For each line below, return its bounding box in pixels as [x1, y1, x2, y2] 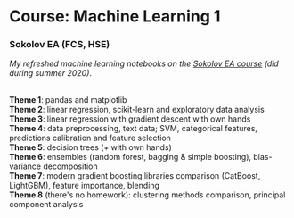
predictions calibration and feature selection [9, 132, 172, 144]
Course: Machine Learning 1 [9, 6, 221, 27]
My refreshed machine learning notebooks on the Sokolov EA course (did [9, 58, 279, 69]
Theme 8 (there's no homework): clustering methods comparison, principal [9, 189, 286, 200]
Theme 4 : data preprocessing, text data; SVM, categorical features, [9, 123, 258, 134]
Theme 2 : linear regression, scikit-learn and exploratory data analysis [9, 105, 265, 115]
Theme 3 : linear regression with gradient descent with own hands [9, 113, 251, 124]
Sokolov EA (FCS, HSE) [9, 38, 110, 51]
